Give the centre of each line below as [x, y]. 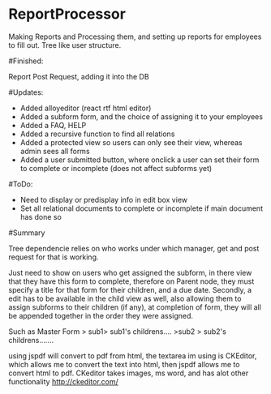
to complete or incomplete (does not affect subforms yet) [116, 168]
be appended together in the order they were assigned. [101, 315]
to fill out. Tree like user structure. [65, 45]
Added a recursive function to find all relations [97, 134]
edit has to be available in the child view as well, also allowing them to [125, 298]
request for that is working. [54, 257]
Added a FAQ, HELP [53, 125]
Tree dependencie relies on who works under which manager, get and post [134, 248]
